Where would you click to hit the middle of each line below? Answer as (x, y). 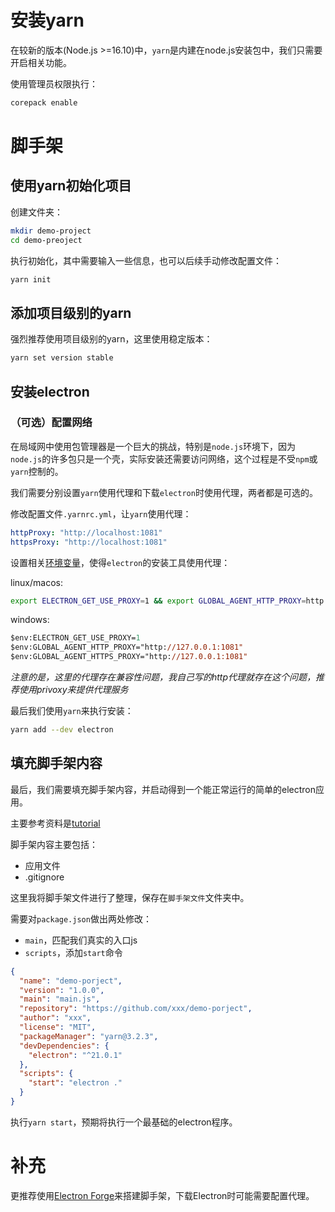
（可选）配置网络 (51, 423)
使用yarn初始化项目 (71, 186)
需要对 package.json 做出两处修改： (81, 918)
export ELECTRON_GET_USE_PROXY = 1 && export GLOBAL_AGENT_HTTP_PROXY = (158, 601)
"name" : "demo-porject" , (71, 981)
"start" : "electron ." (75, 1083)
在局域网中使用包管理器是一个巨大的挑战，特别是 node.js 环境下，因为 (153, 446)
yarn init (31, 279)
